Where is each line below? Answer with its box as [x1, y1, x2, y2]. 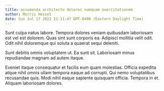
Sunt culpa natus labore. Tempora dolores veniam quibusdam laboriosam [5, 30, 153, 36]
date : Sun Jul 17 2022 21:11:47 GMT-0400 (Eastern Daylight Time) [5, 16, 144, 21]
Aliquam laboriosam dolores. [5, 80, 63, 86]
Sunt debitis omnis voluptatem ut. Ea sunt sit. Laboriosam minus [5, 50, 135, 56]
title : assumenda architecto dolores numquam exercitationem [5, 7, 133, 12]
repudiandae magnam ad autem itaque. [5, 55, 84, 61]
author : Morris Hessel [5, 12, 52, 17]
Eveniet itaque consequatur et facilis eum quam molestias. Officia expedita [5, 64, 156, 70]
